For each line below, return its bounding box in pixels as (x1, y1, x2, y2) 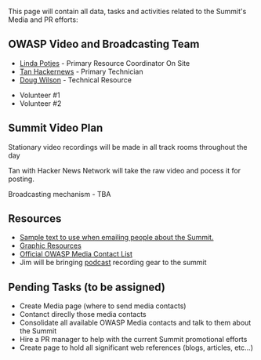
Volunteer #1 (19, 90, 60, 100)
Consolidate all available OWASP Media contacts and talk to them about (19, 318, 252, 328)
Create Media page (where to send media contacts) (19, 301, 187, 311)
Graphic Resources (19, 241, 82, 250)
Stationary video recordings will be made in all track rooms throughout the (8, 142, 248, 151)
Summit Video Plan (8, 122, 103, 135)
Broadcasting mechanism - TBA (8, 189, 111, 198)
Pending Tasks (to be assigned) (8, 280, 166, 293)
